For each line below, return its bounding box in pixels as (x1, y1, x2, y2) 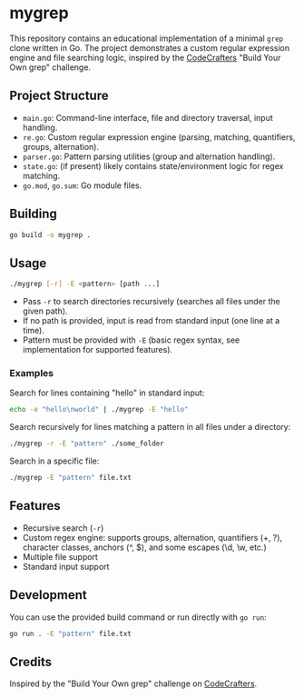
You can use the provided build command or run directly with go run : (9, 612, 267, 623)
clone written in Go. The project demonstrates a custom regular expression (9, 42, 290, 53)
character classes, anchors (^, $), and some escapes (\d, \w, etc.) (22, 542, 267, 553)
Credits (9, 653, 53, 670)
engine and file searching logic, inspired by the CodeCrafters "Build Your (9, 52, 281, 63)
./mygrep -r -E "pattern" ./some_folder (9, 439, 165, 448)
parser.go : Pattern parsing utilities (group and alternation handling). (22, 151, 276, 162)
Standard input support (22, 561, 110, 572)
